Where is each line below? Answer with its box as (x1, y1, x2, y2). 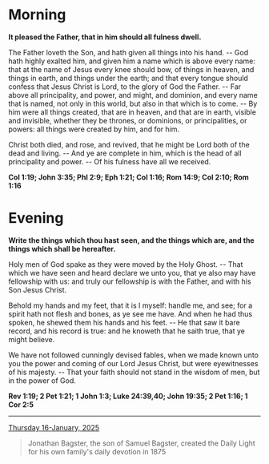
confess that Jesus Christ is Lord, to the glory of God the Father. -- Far (8, 82, 242, 91)
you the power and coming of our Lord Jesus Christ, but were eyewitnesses (8, 358, 259, 368)
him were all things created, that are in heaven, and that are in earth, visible (8, 107, 256, 117)
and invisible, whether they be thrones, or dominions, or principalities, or (8, 115, 247, 125)
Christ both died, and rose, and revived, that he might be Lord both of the (8, 139, 250, 149)
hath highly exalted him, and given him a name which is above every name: (8, 56, 256, 66)
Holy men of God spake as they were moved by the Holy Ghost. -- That (8, 259, 243, 269)
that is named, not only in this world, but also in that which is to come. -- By (8, 99, 258, 108)
